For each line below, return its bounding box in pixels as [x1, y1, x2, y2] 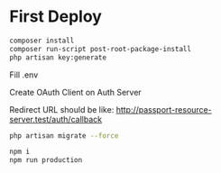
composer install [9, 36, 75, 45]
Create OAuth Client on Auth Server [9, 86, 142, 97]
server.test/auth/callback [9, 114, 102, 124]
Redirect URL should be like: [9, 104, 115, 114]
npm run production [9, 156, 83, 165]
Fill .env [9, 69, 39, 80]
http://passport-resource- [115, 104, 212, 114]
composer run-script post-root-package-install [9, 44, 192, 53]
